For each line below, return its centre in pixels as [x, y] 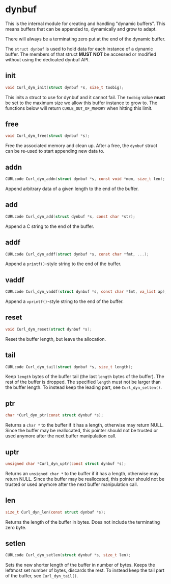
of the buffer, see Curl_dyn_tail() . [42, 576]
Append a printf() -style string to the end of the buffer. [63, 264]
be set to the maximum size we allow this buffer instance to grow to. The [81, 103]
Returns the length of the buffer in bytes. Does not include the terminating [83, 522]
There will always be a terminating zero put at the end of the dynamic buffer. [85, 39]
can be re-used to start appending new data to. [55, 151]
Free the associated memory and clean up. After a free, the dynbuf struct [81, 146]
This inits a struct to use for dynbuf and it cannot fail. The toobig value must [85, 97]
